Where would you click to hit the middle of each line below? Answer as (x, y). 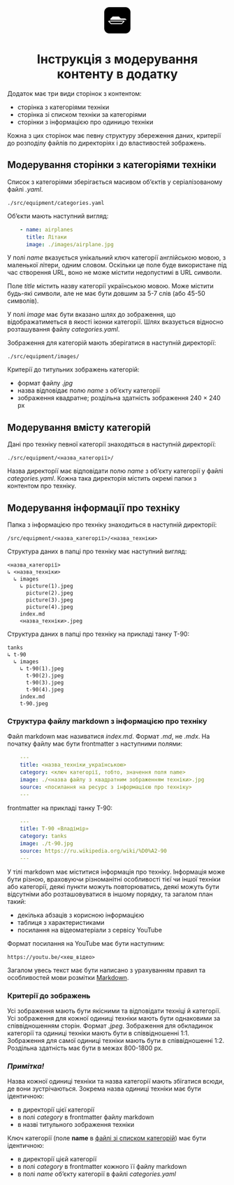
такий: (17, 901)
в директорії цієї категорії (56, 1110)
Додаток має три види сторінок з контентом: (74, 93)
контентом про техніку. (42, 486)
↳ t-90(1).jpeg (42, 669)
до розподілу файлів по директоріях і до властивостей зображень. (107, 143)
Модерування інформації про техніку (94, 508)
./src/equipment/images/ (43, 357)
